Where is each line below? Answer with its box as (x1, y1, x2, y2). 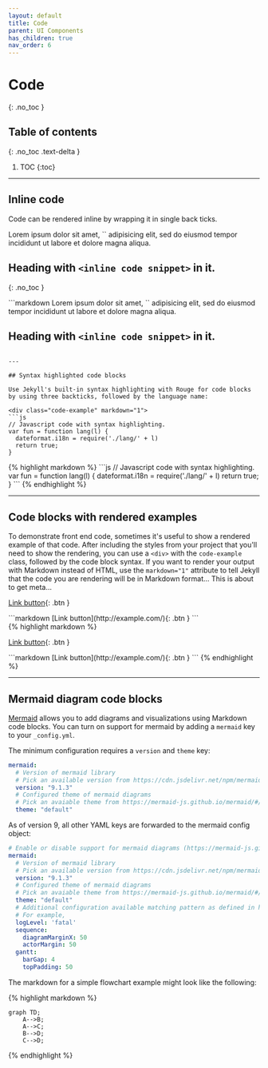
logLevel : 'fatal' (15, 919, 77, 927)
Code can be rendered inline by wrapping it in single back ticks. (8, 213, 218, 224)
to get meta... (8, 583, 53, 592)
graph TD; (8, 1008, 41, 1016)
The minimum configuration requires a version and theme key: (8, 745, 211, 755)
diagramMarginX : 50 (22, 933, 88, 942)
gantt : (15, 948, 37, 956)
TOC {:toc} (19, 161, 56, 172)
